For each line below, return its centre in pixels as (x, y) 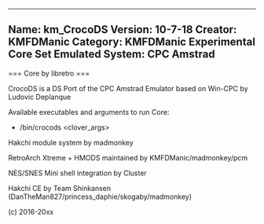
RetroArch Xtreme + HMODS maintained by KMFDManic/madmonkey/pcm (128, 157)
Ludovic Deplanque (40, 97)
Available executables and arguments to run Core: (89, 112)
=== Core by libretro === (49, 73)
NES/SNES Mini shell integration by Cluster (77, 173)
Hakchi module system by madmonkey (71, 142)
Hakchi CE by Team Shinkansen (60, 188)
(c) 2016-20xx (31, 211)
